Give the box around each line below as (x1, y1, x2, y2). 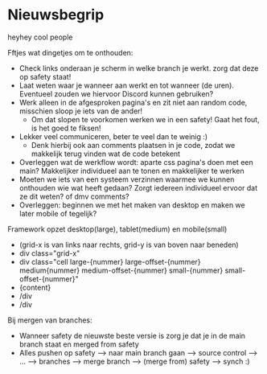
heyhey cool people (7, 32, 73, 42)
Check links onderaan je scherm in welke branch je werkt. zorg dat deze (18, 63, 259, 73)
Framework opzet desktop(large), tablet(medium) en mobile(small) (7, 224, 228, 234)
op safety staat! (18, 72, 72, 81)
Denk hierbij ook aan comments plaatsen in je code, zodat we (31, 140, 236, 150)
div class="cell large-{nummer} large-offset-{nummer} (18, 257, 202, 266)
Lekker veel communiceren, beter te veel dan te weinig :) (18, 131, 208, 142)
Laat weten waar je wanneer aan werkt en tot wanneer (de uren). (18, 80, 235, 90)
